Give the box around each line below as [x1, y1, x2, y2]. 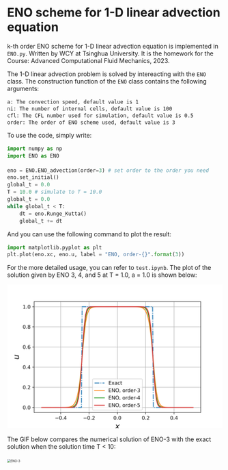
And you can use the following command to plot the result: [7, 230, 172, 238]
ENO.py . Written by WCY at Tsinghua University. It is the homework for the [7, 49, 214, 58]
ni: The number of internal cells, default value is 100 [7, 105, 173, 112]
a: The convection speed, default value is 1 [7, 98, 139, 106]
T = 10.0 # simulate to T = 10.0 [7, 188, 102, 196]
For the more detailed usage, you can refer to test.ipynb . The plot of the [7, 264, 212, 272]
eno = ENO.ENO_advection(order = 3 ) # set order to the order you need [7, 166, 210, 174]
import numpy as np [7, 145, 63, 152]
